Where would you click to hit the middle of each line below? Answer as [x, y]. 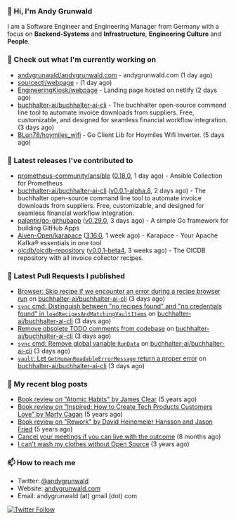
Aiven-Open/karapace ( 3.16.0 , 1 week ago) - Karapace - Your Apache [118, 235]
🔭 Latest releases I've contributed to [70, 160]
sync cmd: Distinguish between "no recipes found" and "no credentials [120, 306]
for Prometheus [40, 183]
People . [19, 41]
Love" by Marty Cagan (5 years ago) [70, 415]
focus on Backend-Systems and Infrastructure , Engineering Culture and [114, 34]
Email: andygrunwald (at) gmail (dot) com [77, 495]
